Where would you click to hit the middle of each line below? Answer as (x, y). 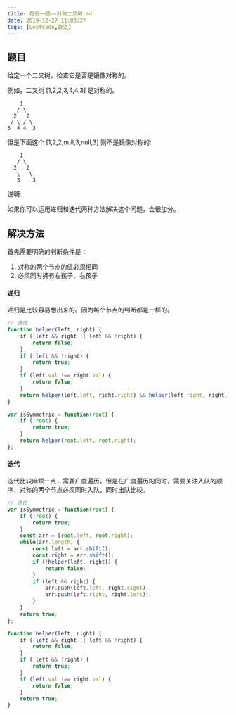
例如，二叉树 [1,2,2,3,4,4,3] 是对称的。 (63, 90)
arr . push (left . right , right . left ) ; (97, 595)
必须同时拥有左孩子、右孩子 (58, 276)
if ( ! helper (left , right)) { (75, 562)
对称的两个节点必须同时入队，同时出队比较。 (84, 490)
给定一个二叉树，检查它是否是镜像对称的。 (69, 75)
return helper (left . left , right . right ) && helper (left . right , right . (124, 395)
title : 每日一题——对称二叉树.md (50, 14)
